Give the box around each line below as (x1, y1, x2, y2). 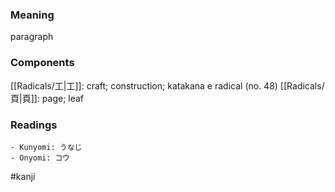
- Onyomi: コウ (10, 153, 70, 163)
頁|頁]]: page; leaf (10, 92, 85, 104)
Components (10, 56, 75, 70)
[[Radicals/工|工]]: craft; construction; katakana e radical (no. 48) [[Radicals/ (10, 79, 325, 92)
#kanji (10, 170, 36, 182)
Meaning (10, 8, 55, 22)
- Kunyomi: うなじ (10, 142, 83, 152)
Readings (10, 118, 58, 132)
